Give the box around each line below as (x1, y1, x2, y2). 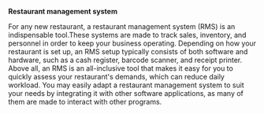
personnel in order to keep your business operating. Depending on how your (8, 39, 257, 48)
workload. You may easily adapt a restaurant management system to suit (8, 80, 244, 90)
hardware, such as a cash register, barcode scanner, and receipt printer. (8, 55, 243, 64)
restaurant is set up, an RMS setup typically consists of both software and (8, 47, 248, 56)
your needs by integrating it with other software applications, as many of (8, 89, 244, 97)
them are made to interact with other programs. (8, 97, 162, 106)
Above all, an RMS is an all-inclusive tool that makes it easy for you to (8, 64, 234, 73)
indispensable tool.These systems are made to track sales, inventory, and (8, 31, 247, 39)
